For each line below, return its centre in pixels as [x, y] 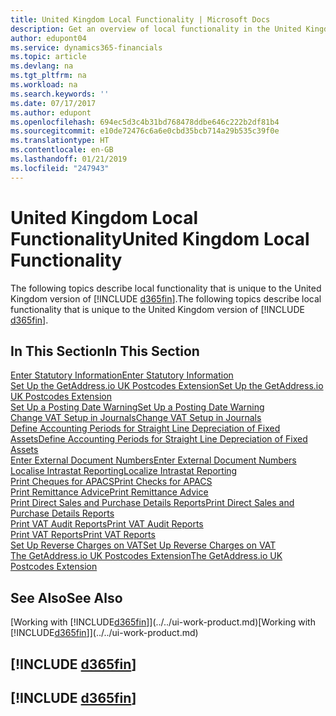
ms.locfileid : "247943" [60, 168]
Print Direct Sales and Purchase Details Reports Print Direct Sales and [152, 503]
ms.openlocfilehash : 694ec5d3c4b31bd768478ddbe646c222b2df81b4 [145, 122]
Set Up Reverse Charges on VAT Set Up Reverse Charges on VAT [143, 545]
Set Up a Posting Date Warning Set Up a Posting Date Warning [137, 407]
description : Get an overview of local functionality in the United [156, 29]
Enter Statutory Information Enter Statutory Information [122, 375]
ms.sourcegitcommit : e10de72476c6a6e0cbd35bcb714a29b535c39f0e [145, 131]
